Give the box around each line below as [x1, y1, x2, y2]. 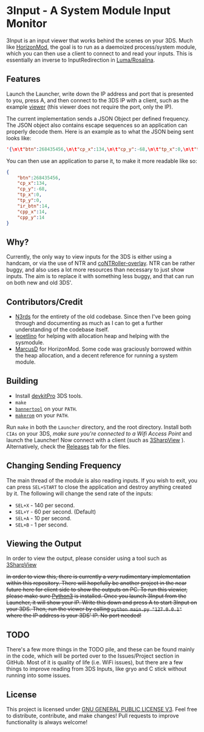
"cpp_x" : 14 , [17, 209, 47, 215]
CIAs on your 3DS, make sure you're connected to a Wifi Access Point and [6, 429, 192, 437]
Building [6, 376, 38, 386]
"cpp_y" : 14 [17, 214, 45, 220]
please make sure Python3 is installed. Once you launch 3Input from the [6, 592, 187, 600]
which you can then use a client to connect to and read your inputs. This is [6, 49, 193, 57]
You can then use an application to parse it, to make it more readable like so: [6, 157, 197, 165]
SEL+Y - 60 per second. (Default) [15, 508, 96, 515]
